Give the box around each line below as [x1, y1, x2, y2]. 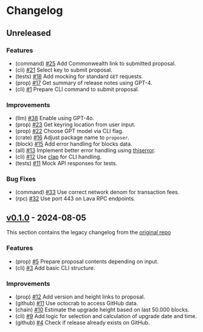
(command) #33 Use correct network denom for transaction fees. [15, 189, 180, 196]
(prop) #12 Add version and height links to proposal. [15, 293, 145, 300]
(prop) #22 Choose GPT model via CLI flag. [15, 127, 124, 135]
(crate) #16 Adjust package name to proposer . [15, 134, 129, 141]
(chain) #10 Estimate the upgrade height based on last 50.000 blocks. [15, 306, 190, 313]
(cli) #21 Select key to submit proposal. [15, 66, 112, 73]
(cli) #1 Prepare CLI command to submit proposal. [15, 86, 140, 93]
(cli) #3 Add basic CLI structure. [15, 264, 95, 271]
